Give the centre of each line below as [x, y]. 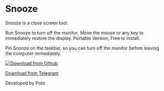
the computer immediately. [33, 53]
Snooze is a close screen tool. [37, 23]
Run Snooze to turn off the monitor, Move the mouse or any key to [75, 33]
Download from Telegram [32, 73]
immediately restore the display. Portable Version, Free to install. [73, 38]
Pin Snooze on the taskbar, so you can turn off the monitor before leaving [82, 48]
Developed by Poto [25, 83]
